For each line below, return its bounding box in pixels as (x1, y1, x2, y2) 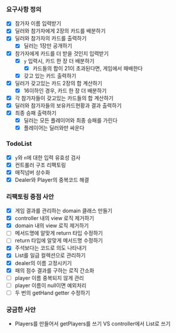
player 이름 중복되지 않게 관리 (14, 274, 84, 281)
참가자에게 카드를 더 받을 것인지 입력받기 (14, 49, 109, 57)
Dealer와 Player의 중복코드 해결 (14, 176, 89, 183)
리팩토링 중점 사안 (6, 192, 55, 200)
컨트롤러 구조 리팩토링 (14, 161, 67, 168)
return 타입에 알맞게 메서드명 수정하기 (14, 237, 103, 244)
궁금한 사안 (6, 305, 36, 313)
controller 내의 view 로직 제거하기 (14, 215, 95, 222)
